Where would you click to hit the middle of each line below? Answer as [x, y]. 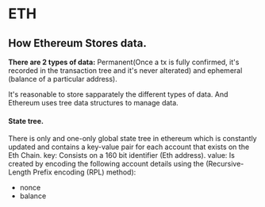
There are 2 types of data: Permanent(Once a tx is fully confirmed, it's [124, 62]
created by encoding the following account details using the [106, 164]
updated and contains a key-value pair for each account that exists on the [129, 147]
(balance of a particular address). [63, 79]
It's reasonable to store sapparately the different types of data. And [118, 94]
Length [20, 172]
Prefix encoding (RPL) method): [84, 172]
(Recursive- [225, 164]
